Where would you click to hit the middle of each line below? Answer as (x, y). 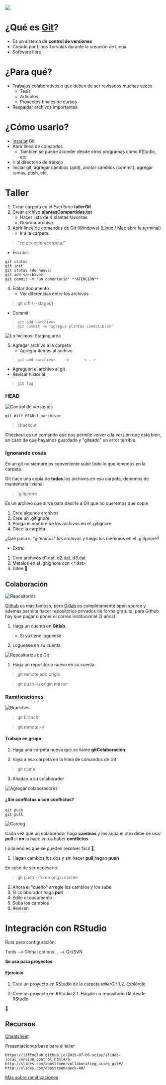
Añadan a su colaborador (38, 778)
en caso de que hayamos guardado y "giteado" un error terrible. (71, 440)
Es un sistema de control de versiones (52, 41)
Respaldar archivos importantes (45, 107)
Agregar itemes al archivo (46, 350)
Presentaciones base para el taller (40, 1046)
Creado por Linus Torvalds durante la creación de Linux (69, 46)
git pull (14, 814)
